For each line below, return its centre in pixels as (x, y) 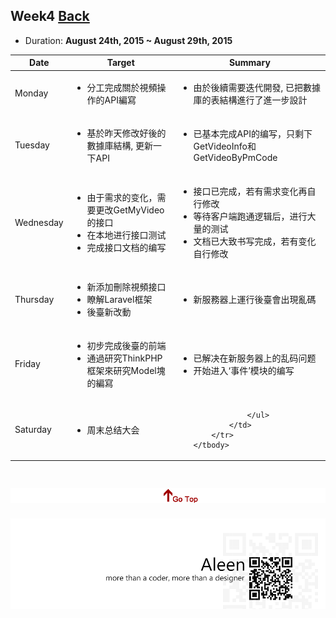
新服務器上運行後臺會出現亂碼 (255, 300)
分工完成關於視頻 (122, 87)
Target (120, 63)
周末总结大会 (113, 430)
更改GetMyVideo (130, 210)
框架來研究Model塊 (126, 370)
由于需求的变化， (122, 198)
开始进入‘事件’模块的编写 (244, 370)
